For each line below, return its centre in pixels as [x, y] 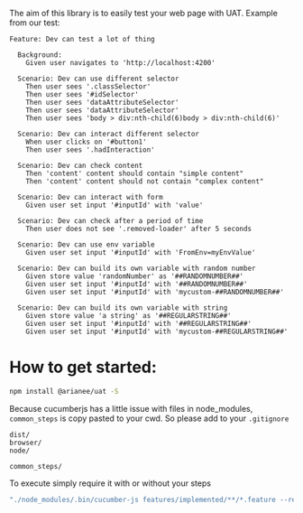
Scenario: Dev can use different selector [98, 79]
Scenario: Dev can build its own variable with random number [137, 268]
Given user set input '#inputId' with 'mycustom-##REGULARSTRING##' [157, 331]
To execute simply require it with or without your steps [110, 483]
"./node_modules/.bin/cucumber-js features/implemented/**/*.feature [143, 499]
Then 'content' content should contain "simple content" [135, 173]
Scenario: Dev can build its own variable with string [123, 308]
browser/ [26, 443]
